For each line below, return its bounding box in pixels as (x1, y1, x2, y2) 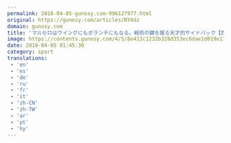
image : (7, 36, 26, 43)
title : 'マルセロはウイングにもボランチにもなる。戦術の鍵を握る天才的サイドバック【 (7, 29, 221, 36)
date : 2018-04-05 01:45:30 (7, 42, 85, 49)
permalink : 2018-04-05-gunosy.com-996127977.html (7, 10, 153, 17)
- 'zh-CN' (10, 100, 38, 107)
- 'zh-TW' (10, 106, 38, 113)
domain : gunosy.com (7, 23, 63, 30)
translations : (7, 55, 48, 62)
